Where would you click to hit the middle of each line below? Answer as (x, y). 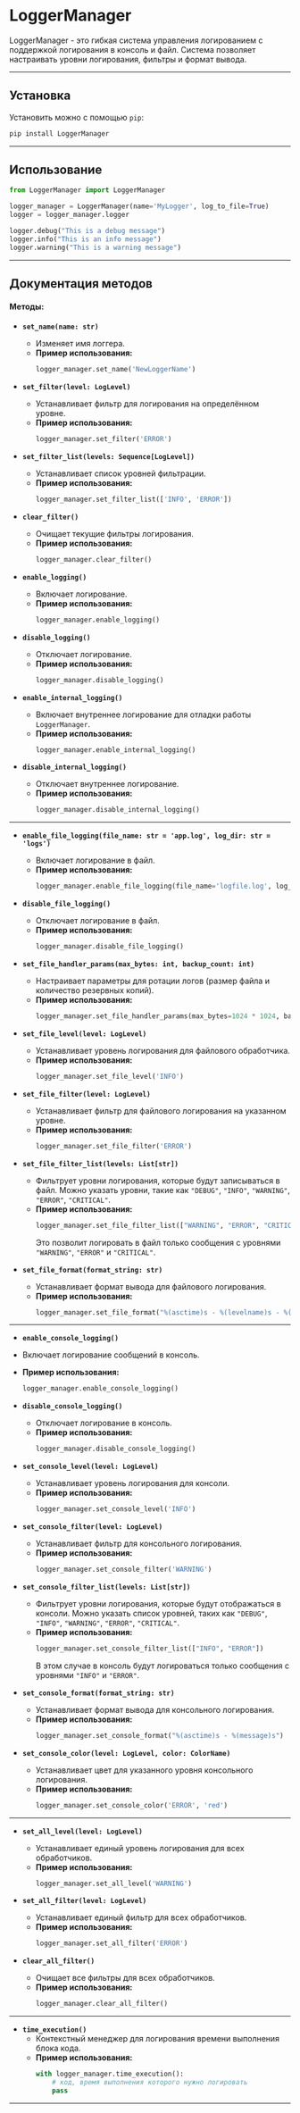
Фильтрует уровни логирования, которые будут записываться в (158, 1181)
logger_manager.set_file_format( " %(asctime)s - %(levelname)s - (158, 1312)
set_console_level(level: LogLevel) (90, 1467)
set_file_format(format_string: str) (92, 1270)
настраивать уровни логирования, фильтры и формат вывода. (128, 59)
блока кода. (58, 2048)
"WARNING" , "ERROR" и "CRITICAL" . (96, 1252)
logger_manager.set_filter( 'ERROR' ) (104, 439)
